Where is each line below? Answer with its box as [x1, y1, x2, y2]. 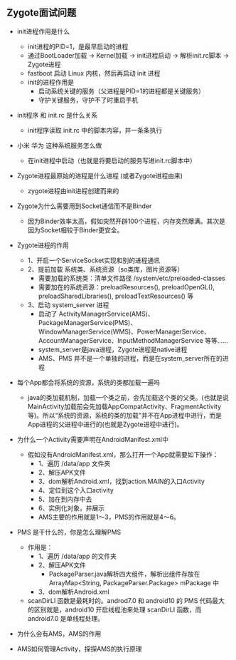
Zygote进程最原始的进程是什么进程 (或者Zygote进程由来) [16, 171, 183, 180]
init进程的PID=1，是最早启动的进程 [27, 42, 129, 51]
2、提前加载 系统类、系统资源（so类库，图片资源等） [27, 264, 184, 273]
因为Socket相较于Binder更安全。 [27, 225, 124, 234]
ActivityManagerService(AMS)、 [58, 309, 154, 318]
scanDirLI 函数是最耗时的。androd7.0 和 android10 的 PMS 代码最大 [27, 596, 225, 604]
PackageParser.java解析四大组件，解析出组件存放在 [48, 569, 200, 578]
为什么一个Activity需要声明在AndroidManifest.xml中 [16, 435, 168, 443]
